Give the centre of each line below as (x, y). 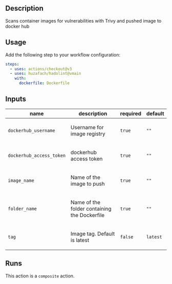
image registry (88, 134)
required (131, 113)
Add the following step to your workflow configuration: (63, 55)
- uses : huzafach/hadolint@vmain (46, 74)
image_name (21, 180)
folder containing (91, 209)
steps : (12, 64)
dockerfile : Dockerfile (44, 83)
